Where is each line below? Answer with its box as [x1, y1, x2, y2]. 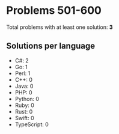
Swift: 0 [14, 114, 34, 121]
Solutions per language [6, 41, 96, 51]
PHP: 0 [14, 88, 32, 96]
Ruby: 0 [14, 102, 35, 109]
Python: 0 [14, 95, 40, 102]
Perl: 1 [14, 70, 31, 77]
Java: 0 [14, 82, 34, 90]
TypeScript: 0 [14, 121, 49, 128]
